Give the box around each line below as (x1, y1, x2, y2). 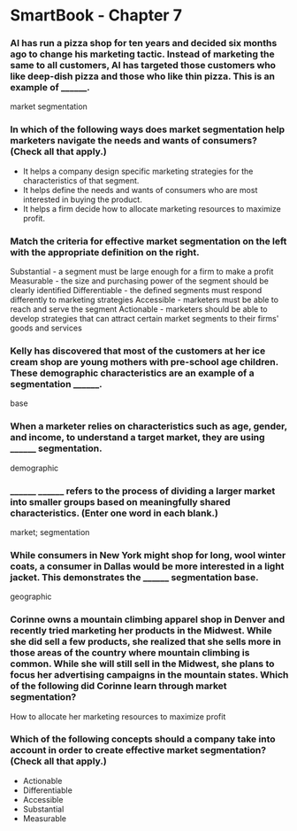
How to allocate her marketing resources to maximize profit (10, 711, 226, 722)
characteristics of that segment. (22, 175, 140, 186)
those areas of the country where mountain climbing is (10, 647, 250, 659)
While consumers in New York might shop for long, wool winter (10, 548, 286, 561)
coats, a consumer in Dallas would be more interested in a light (10, 560, 285, 572)
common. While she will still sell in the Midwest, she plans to (10, 657, 275, 670)
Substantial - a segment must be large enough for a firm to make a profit (10, 267, 274, 277)
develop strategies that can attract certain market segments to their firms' (10, 314, 279, 324)
